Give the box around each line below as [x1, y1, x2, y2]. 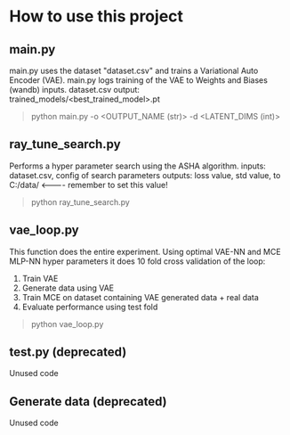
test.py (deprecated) [9, 345, 127, 360]
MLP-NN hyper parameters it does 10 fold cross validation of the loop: [9, 256, 266, 267]
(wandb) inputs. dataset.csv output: [9, 85, 141, 94]
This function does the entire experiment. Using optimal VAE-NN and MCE [9, 246, 282, 257]
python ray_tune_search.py [30, 196, 131, 207]
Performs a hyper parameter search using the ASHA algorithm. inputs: [9, 160, 267, 171]
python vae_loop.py [30, 318, 104, 329]
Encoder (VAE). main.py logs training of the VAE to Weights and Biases [9, 75, 269, 86]
